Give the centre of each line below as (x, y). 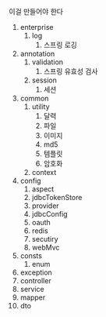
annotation (37, 54)
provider (45, 206)
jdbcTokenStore (57, 197)
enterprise (37, 27)
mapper (33, 297)
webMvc (46, 247)
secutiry (45, 239)
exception (36, 272)
